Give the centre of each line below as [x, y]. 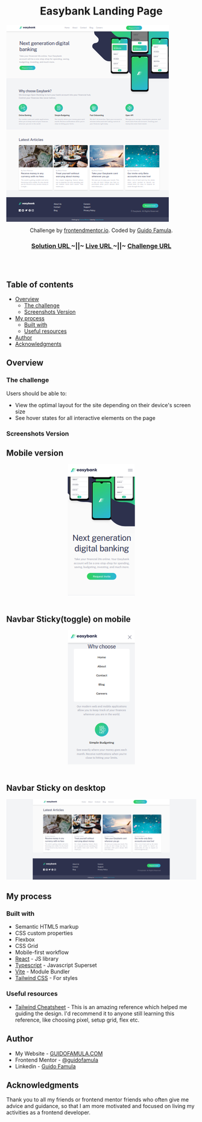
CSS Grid [26, 946]
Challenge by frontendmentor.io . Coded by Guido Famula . [101, 230]
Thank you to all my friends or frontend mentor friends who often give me [97, 1100]
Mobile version [35, 453]
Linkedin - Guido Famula [46, 1066]
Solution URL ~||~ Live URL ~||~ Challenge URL [101, 246]
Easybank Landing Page [101, 11]
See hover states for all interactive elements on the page [85, 418]
